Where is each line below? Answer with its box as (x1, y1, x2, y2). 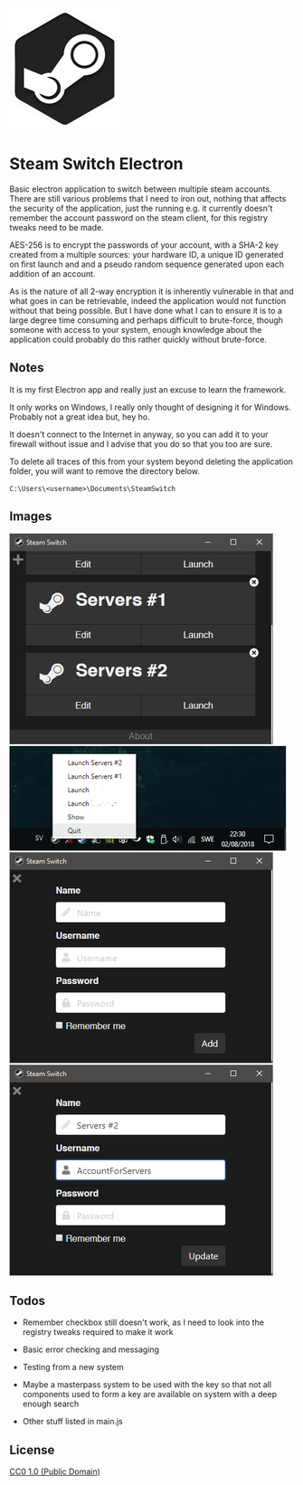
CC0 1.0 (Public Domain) (9, 1466, 101, 1477)
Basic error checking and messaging (22, 1344, 160, 1355)
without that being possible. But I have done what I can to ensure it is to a (9, 305, 283, 316)
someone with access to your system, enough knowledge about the (9, 324, 262, 335)
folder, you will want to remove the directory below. (9, 465, 201, 477)
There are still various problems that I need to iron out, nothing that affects (9, 193, 287, 203)
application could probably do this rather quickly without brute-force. (9, 334, 267, 345)
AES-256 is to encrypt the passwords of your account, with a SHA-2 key (9, 239, 279, 251)
